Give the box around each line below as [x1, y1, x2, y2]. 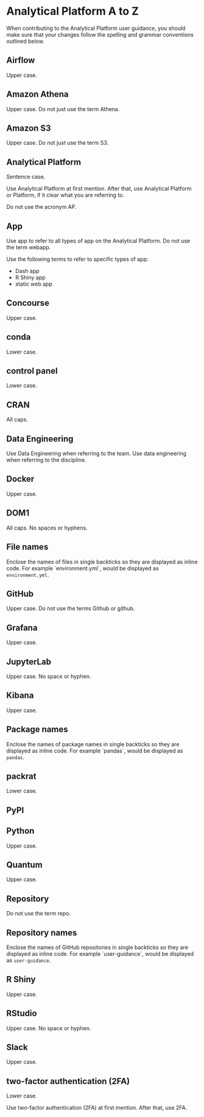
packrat [6, 771, 37, 781]
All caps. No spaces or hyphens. [6, 524, 88, 531]
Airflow [6, 55, 35, 65]
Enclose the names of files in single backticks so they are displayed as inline [6, 558, 198, 566]
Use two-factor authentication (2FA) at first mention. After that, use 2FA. [6, 1104, 188, 1112]
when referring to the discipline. [6, 456, 86, 464]
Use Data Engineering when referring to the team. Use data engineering [6, 450, 187, 457]
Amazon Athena [6, 89, 69, 100]
